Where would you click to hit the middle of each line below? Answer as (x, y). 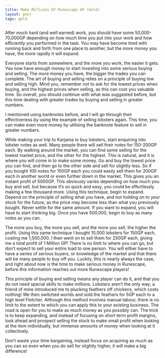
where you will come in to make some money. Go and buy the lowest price (80, 161)
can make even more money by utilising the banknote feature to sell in (76, 125)
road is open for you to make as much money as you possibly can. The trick (82, 310)
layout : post (18, 14)
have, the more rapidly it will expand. (42, 54)
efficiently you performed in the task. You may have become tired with (76, 43)
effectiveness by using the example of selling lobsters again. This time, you (81, 120)
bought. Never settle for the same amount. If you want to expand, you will (79, 208)
